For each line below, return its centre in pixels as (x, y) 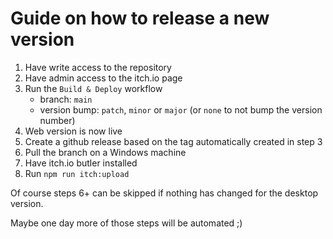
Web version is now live (73, 131)
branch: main (66, 99)
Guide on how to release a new (140, 18)
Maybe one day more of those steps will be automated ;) (126, 223)
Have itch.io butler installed (81, 163)
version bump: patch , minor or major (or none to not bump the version (181, 109)
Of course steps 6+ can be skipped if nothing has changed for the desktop (164, 193)
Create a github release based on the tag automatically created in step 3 (173, 141)
